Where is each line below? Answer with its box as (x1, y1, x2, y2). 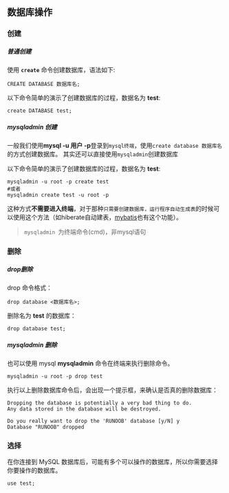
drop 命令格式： (7, 284, 53, 292)
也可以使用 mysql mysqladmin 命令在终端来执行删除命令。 (7, 360, 174, 368)
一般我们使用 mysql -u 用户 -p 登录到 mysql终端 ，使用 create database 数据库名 (7, 142, 222, 150)
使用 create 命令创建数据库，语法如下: (7, 66, 116, 74)
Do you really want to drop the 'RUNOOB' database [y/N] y (7, 418, 180, 425)
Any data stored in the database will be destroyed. (7, 406, 162, 413)
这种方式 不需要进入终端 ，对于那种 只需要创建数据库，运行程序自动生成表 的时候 (7, 205, 215, 213)
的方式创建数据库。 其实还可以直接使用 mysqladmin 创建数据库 (7, 150, 179, 158)
